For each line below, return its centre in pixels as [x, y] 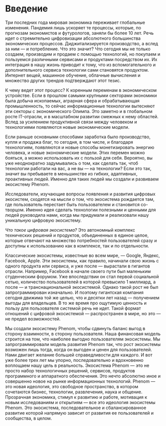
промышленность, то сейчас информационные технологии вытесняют [80, 106]
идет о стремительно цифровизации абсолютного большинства [73, 38]
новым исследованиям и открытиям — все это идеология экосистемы [80, 402]
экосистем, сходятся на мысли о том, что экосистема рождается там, [80, 199]
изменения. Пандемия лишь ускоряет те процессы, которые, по [73, 27]
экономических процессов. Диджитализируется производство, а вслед [82, 43]
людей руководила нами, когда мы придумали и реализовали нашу [77, 215]
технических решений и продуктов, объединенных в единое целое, [77, 235]
